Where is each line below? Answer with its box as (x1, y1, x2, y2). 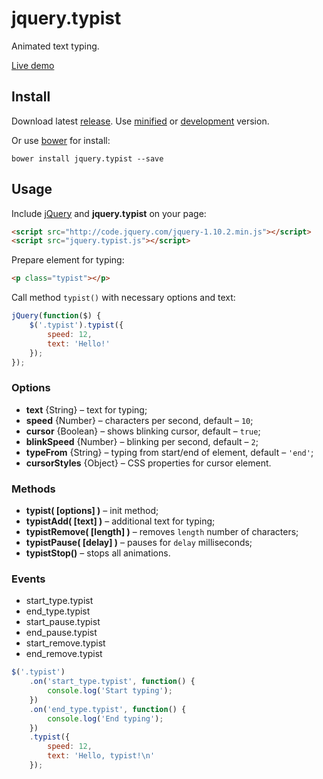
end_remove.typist (25, 648, 103, 660)
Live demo (11, 59, 55, 71)
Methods (11, 482, 56, 496)
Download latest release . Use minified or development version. (11, 115, 270, 127)
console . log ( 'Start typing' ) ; (47, 686, 173, 696)
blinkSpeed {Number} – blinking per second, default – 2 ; (25, 435, 259, 447)
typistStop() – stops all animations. (25, 547, 171, 559)
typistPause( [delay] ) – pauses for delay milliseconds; (25, 537, 253, 549)
